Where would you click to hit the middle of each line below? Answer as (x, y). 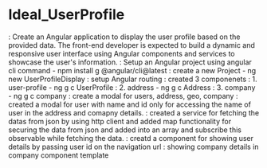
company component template (59, 155)
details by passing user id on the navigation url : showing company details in (133, 147)
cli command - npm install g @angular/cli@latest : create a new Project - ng (132, 70)
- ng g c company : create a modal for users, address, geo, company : (123, 96)
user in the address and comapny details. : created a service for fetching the (134, 112)
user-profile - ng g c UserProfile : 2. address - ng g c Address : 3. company (132, 87)
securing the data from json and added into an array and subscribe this (125, 130)
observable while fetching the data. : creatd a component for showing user (131, 138)
